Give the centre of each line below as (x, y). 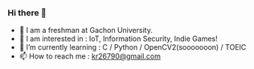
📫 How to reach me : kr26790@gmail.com (90, 56)
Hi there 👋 (27, 13)
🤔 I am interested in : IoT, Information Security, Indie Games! (118, 39)
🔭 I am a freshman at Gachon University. (86, 30)
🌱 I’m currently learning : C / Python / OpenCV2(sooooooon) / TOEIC (133, 47)
